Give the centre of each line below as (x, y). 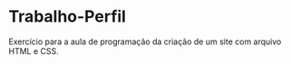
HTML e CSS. (34, 50)
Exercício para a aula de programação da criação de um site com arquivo (145, 41)
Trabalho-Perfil (67, 17)
